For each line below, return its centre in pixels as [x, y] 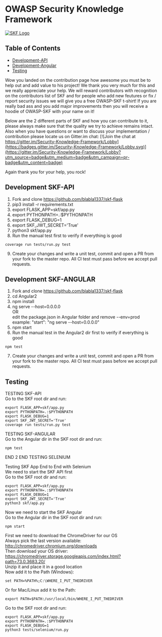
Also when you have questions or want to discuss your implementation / [77, 131]
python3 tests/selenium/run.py [37, 630]
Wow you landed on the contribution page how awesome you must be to [78, 80]
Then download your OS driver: [37, 551]
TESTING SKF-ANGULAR [30, 434]
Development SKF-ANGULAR [50, 279]
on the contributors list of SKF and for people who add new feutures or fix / [81, 95]
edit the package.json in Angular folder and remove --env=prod [76, 317]
